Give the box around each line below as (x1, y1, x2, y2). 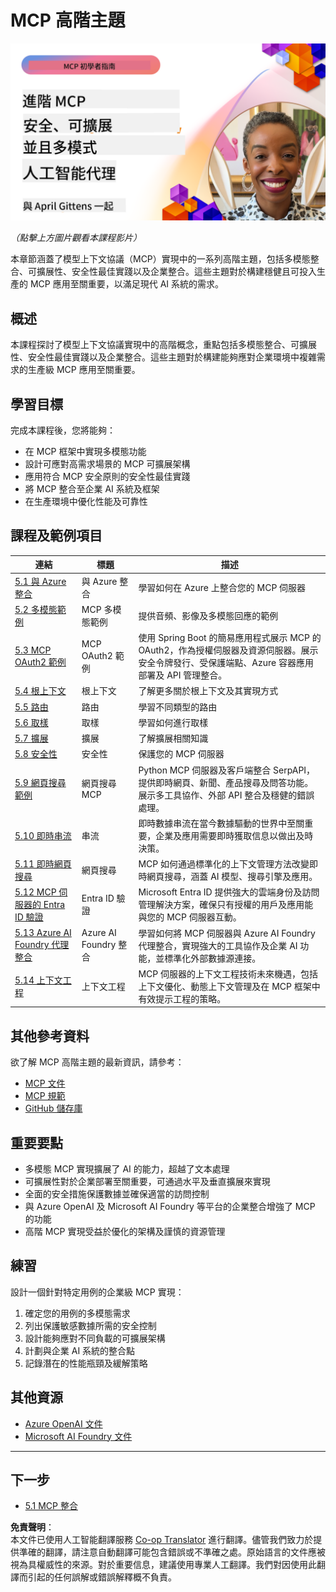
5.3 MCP (14, 644, 52, 656)
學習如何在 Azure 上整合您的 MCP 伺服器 (138, 581, 307, 593)
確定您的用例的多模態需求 (24, 1307, 131, 1319)
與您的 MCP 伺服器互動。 (138, 911, 242, 923)
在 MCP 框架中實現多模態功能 (24, 446, 147, 458)
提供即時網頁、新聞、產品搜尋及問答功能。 (138, 776, 314, 788)
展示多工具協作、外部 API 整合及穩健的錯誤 (138, 789, 315, 801)
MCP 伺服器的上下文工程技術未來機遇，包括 (138, 967, 318, 980)
